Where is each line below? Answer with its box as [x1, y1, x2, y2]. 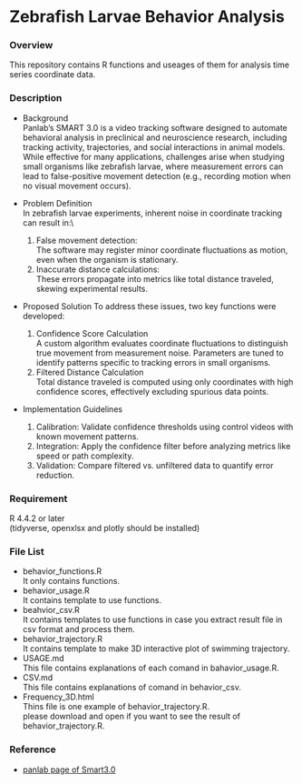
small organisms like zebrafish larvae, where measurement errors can [22, 161, 284, 172]
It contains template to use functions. [22, 595, 162, 606]
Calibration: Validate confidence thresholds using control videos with [35, 421, 294, 432]
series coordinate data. [9, 69, 96, 80]
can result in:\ [22, 216, 74, 228]
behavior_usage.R [22, 585, 91, 597]
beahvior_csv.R [22, 605, 80, 616]
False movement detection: [35, 235, 138, 246]
